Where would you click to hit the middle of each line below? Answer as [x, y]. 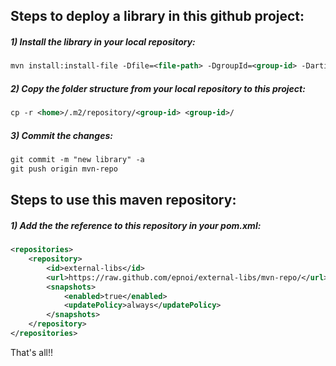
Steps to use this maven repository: [123, 200]
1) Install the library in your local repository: [103, 41]
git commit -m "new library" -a [77, 160]
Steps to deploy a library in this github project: [157, 16]
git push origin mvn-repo [64, 169]
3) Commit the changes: [61, 135]
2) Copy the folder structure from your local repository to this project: [158, 88]
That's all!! [31, 352]
